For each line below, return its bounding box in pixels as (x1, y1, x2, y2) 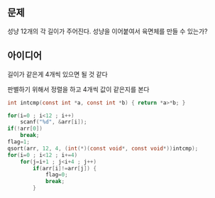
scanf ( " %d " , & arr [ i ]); (20, 119, 87, 126)
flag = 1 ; (7, 138, 31, 145)
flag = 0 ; (45, 171, 69, 179)
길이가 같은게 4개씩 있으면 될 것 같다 (7, 70, 108, 78)
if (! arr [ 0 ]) (7, 125, 43, 133)
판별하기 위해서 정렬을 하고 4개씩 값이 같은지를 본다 (7, 84, 150, 94)
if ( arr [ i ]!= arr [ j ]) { (33, 165, 97, 172)
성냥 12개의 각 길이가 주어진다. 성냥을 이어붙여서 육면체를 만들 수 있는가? (7, 27, 208, 35)
